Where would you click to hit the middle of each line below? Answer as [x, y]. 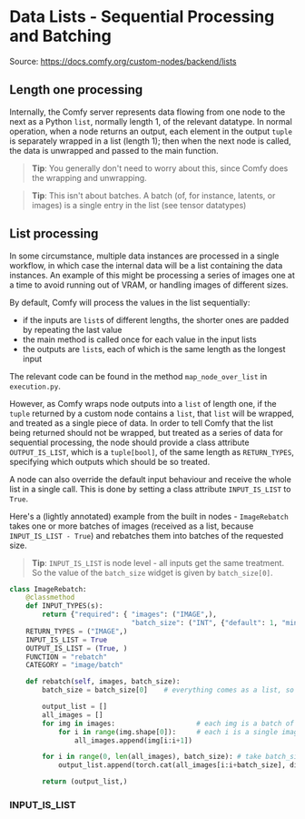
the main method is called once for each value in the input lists [139, 339]
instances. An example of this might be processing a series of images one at [152, 275]
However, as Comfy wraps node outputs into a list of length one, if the [143, 403]
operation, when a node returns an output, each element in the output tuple [151, 131]
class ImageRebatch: [49, 589]
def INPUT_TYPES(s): [64, 606]
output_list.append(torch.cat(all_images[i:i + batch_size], [172, 765]
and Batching [60, 36]
